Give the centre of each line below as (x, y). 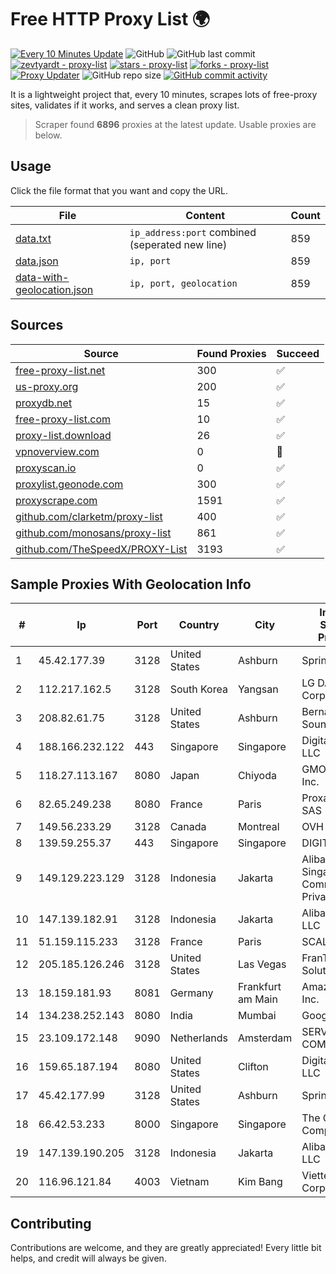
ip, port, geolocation (183, 283)
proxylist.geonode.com (69, 484)
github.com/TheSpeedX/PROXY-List (101, 549)
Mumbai (257, 1016)
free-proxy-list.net (60, 370)
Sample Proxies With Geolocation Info (131, 584)
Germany (191, 993)
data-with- (42, 277)
